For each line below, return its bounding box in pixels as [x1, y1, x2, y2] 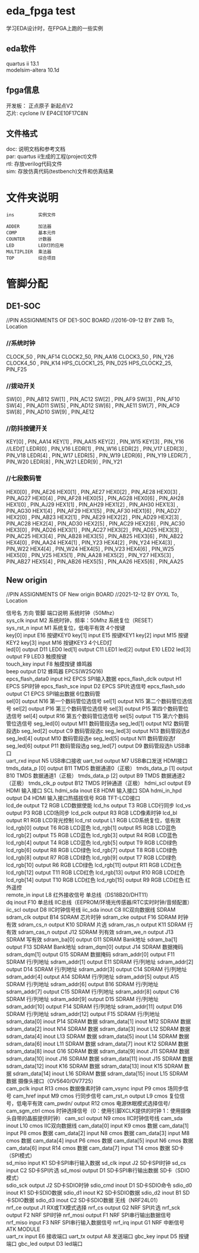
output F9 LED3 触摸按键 [6, 653, 67, 660]
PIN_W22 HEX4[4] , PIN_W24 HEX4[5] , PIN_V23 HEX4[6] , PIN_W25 [6, 545, 174, 552]
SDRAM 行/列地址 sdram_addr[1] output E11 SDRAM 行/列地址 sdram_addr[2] [6, 958, 194, 966]
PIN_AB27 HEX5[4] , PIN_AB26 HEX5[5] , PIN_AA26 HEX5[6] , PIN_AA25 [6, 558, 184, 565]
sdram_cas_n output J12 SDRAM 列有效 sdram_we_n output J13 [17, 928, 174, 936]
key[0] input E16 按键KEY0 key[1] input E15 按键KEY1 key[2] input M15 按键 [6, 632, 189, 639]
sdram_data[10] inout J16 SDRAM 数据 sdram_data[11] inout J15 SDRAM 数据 [6, 1055, 193, 1062]
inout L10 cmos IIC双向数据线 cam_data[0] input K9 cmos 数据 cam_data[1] [6, 1122, 189, 1130]
